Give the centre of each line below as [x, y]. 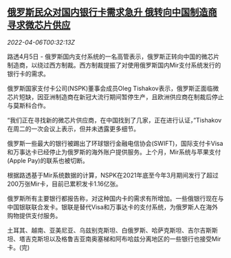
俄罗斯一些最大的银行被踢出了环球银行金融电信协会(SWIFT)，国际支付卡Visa [115, 143]
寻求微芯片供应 [39, 25]
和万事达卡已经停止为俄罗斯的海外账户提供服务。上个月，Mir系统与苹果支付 [114, 152]
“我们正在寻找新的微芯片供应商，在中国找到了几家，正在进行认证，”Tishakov [114, 120]
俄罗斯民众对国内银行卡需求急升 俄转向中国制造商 [112, 12]
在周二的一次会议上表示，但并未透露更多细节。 [73, 129]
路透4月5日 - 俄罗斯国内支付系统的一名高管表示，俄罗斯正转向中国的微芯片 [113, 56]
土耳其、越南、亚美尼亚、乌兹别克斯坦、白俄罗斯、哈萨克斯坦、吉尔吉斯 [109, 230]
